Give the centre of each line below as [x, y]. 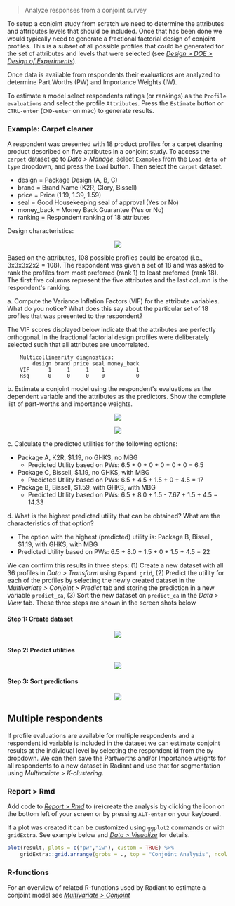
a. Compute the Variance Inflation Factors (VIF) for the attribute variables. [113, 301]
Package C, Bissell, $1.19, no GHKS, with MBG [83, 473]
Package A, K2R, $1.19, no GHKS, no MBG [78, 458]
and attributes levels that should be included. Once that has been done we [115, 31]
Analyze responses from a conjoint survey [86, 10]
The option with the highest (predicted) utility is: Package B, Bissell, [115, 537]
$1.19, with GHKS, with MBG [58, 544]
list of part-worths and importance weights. [70, 404]
